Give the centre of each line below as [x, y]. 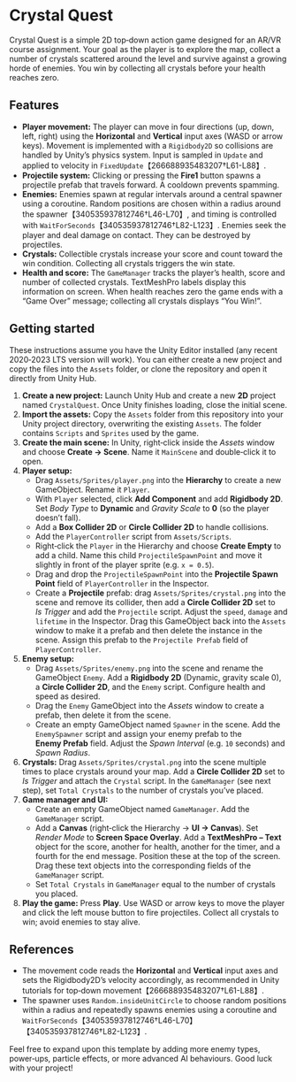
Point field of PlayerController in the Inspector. [122, 583]
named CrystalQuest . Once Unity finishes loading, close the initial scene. [154, 404]
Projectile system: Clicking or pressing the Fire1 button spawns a [141, 175]
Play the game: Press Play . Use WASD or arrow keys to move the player [153, 902]
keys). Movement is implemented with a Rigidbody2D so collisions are [148, 145]
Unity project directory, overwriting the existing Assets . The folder [142, 423]
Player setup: [47, 471]
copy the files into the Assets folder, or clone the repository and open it [138, 369]
